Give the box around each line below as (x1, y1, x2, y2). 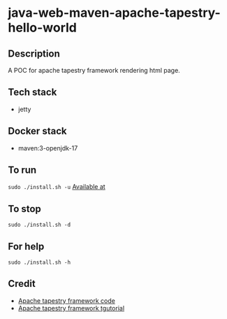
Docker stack (8, 125, 67, 137)
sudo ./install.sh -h (8, 259, 71, 267)
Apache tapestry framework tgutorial (17, 304, 125, 312)
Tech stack (8, 86, 57, 99)
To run (8, 164, 37, 176)
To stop (8, 203, 41, 215)
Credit (8, 278, 36, 290)
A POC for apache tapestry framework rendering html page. (8, 66, 180, 74)
